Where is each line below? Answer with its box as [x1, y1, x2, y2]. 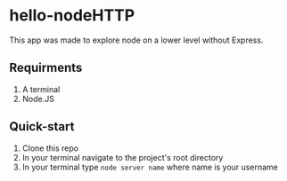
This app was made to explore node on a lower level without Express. [9, 35, 264, 45]
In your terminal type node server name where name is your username [21, 161, 278, 172]
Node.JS [21, 93, 55, 104]
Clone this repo [21, 143, 78, 153]
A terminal [21, 83, 61, 94]
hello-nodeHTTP [9, 5, 135, 26]
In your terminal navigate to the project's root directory [21, 152, 224, 162]
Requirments [9, 60, 83, 75]
